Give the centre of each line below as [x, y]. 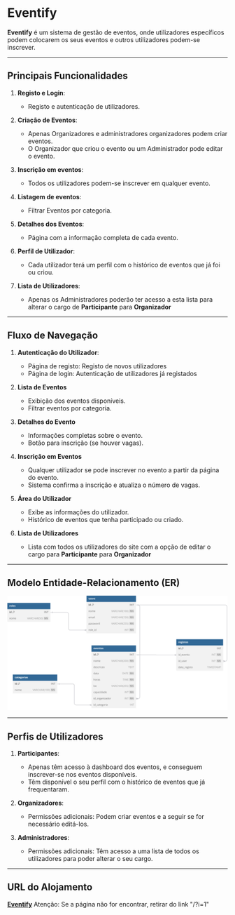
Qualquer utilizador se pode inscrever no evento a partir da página [123, 470]
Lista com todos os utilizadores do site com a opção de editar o [119, 547]
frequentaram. [49, 789]
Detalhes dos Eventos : [51, 224]
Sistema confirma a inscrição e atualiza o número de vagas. [114, 485]
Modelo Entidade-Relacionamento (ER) [94, 583]
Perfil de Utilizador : [46, 251]
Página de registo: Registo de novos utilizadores [97, 366]
